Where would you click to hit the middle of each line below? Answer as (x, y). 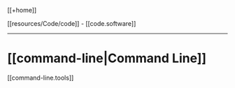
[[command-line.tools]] (41, 78)
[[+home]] (22, 10)
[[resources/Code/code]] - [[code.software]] (72, 23)
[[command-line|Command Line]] (107, 58)
